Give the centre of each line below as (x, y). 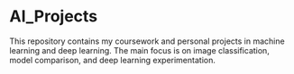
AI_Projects (54, 16)
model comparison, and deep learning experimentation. (113, 60)
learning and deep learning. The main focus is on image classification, (140, 50)
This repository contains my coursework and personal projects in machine (147, 41)
